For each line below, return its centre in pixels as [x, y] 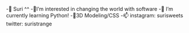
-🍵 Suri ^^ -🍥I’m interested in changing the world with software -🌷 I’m [90, 9]
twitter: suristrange [29, 24]
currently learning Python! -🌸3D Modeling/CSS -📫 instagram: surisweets [95, 15]
